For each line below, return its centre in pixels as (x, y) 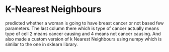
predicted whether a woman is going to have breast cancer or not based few (84, 23)
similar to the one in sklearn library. (41, 44)
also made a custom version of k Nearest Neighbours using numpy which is (83, 39)
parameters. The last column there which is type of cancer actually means (82, 28)
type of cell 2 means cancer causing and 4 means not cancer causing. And (83, 33)
